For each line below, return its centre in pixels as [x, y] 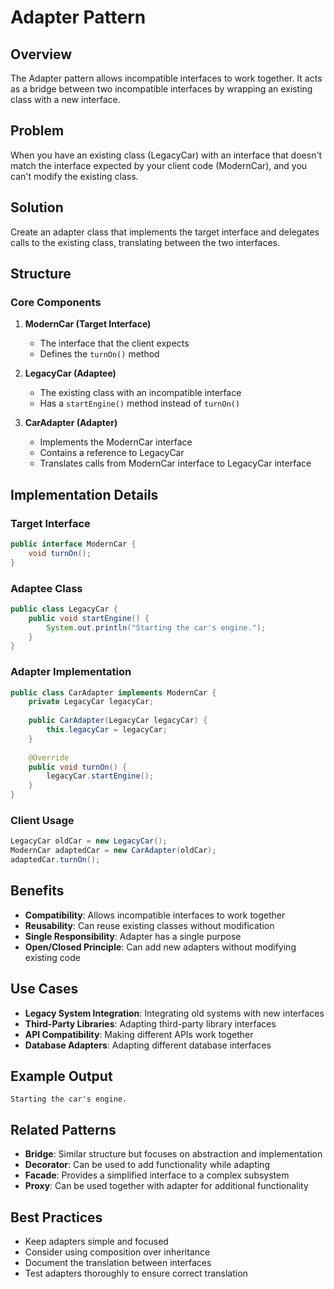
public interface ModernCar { [73, 544]
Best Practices [56, 1217]
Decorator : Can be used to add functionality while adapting [147, 1165]
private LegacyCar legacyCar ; [91, 702]
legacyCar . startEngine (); [100, 776]
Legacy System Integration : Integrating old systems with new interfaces [174, 1013]
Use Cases [44, 989]
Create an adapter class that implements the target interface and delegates [165, 232]
